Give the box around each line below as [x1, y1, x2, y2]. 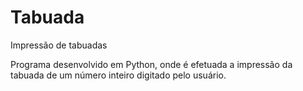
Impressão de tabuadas [10, 39, 108, 51]
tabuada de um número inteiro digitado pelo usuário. [10, 69, 227, 81]
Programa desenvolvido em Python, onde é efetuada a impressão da [10, 58, 293, 70]
